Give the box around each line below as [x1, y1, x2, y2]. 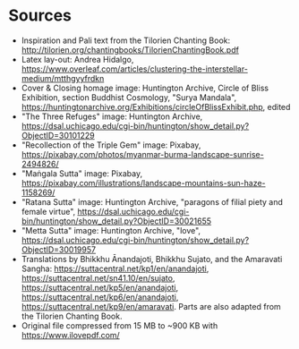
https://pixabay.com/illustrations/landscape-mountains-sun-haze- [21, 177, 266, 188]
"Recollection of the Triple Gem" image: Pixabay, [21, 140, 201, 150]
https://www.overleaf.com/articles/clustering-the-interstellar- [21, 64, 248, 74]
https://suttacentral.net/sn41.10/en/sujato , [21, 272, 175, 283]
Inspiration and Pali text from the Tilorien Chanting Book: [21, 35, 230, 46]
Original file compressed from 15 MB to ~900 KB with [21, 319, 218, 331]
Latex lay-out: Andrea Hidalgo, [21, 54, 134, 64]
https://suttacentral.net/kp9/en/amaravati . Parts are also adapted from [21, 301, 281, 311]
